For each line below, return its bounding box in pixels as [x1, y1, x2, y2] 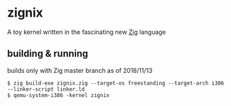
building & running [7, 48, 89, 60]
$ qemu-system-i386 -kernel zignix [7, 91, 110, 98]
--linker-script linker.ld [7, 85, 85, 93]
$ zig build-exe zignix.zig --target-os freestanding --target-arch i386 [7, 80, 225, 87]
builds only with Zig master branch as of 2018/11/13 [7, 66, 153, 74]
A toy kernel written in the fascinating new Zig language [7, 28, 166, 36]
